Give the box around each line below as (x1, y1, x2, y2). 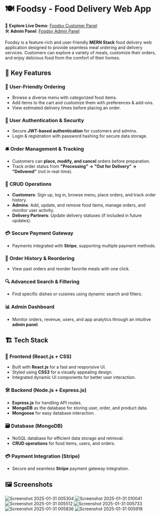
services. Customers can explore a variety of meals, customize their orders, (5, 49, 156, 55)
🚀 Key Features (5, 69, 52, 77)
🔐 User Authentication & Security (5, 117, 85, 124)
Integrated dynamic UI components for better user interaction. (12, 374, 136, 380)
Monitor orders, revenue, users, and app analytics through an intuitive (12, 316, 151, 322)
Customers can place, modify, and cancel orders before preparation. (12, 158, 151, 164)
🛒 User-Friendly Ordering (5, 83, 65, 90)
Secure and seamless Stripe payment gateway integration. (12, 466, 129, 471)
